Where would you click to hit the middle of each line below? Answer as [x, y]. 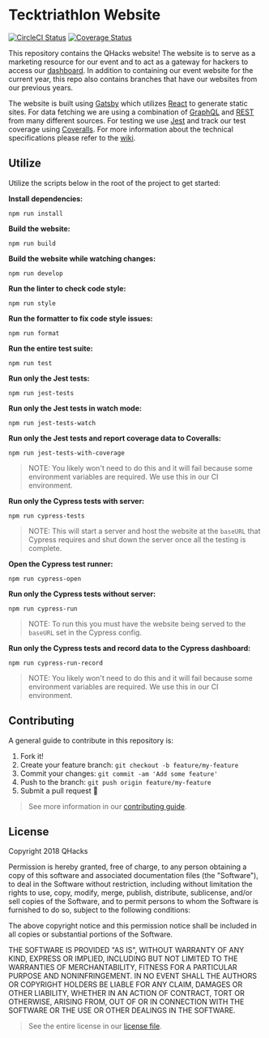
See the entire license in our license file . [95, 1026]
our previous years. [41, 88]
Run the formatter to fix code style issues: [81, 318]
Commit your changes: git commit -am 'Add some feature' [119, 773]
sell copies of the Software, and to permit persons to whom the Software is [134, 902]
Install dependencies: [46, 198]
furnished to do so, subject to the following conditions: [99, 910]
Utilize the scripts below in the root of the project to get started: [115, 183]
